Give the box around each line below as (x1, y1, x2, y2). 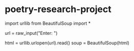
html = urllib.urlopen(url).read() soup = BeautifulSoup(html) (5, 39, 130, 46)
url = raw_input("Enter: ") (5, 30, 58, 36)
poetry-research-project (5, 4, 111, 15)
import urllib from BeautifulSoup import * (5, 20, 91, 26)
